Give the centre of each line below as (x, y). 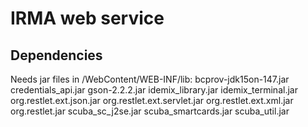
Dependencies (56, 55)
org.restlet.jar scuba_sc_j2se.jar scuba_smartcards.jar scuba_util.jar (150, 111)
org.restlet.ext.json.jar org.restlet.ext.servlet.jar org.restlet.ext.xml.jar (152, 100)
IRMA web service (87, 18)
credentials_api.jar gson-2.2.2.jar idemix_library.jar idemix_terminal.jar (154, 90)
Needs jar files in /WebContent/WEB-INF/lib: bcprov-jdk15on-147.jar (150, 79)
